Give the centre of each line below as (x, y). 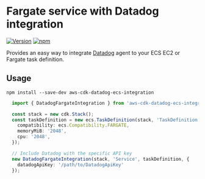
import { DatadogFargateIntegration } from (68, 103)
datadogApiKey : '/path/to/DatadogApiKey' (70, 165)
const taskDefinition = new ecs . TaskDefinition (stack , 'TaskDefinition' (106, 120)
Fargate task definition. (35, 59)
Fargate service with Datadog (83, 11)
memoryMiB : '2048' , (42, 131)
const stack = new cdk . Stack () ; (53, 114)
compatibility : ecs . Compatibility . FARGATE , (74, 125)
